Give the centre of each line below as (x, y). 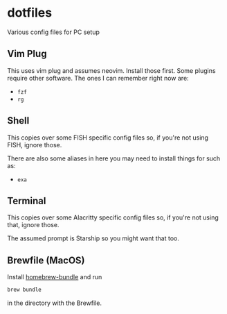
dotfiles (30, 13)
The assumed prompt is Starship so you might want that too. (93, 238)
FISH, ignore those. (35, 144)
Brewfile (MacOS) (46, 260)
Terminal (27, 200)
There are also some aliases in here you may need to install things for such (114, 158)
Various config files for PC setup (54, 32)
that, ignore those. (33, 225)
